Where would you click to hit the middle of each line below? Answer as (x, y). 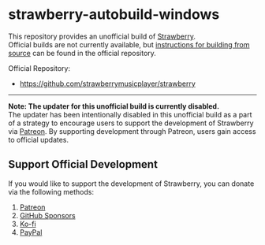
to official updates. (39, 139)
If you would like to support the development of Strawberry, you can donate (131, 184)
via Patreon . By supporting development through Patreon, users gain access (132, 131)
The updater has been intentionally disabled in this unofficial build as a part (130, 114)
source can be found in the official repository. (82, 53)
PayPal (31, 232)
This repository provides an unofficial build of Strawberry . (102, 36)
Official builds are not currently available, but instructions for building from (129, 44)
